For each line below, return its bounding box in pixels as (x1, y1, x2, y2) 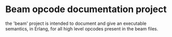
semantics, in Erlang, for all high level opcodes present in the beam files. (5, 25, 159, 31)
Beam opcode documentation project (5, 4, 167, 15)
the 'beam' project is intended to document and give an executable (5, 20, 147, 26)
